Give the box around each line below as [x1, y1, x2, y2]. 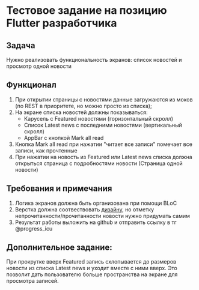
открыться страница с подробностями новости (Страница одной [14, 160, 183, 167]
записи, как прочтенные [14, 147, 78, 154]
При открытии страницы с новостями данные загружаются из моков [14, 95, 193, 103]
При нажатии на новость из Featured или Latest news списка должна [14, 153, 192, 160]
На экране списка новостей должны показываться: [14, 109, 148, 116]
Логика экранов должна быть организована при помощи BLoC [14, 199, 177, 207]
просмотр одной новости [6, 62, 72, 70]
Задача [6, 40, 35, 50]
